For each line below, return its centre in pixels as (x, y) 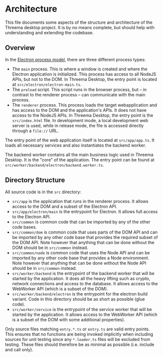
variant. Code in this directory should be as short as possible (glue (78, 299)
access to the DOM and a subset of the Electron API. (65, 206)
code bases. (24, 227)
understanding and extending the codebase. (49, 32)
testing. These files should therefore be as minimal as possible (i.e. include (80, 344)
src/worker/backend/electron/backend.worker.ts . (55, 165)
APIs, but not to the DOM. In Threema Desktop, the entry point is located (84, 79)
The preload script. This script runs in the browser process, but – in (79, 89)
